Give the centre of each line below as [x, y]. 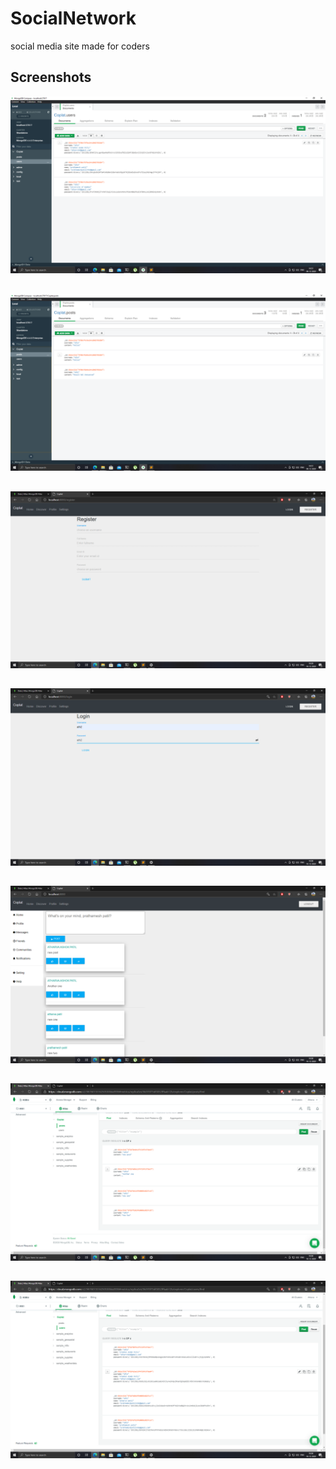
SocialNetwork [73, 18]
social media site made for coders [80, 46]
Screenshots [51, 77]
